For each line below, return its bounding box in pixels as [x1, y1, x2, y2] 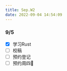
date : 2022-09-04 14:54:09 [5, 12, 62, 17]
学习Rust [12, 41, 31, 47]
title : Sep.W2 [5, 7, 36, 13]
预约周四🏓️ [12, 60, 34, 66]
